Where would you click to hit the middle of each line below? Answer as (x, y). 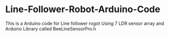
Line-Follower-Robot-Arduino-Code (83, 9)
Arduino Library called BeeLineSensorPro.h (51, 28)
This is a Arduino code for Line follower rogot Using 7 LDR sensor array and (85, 23)
